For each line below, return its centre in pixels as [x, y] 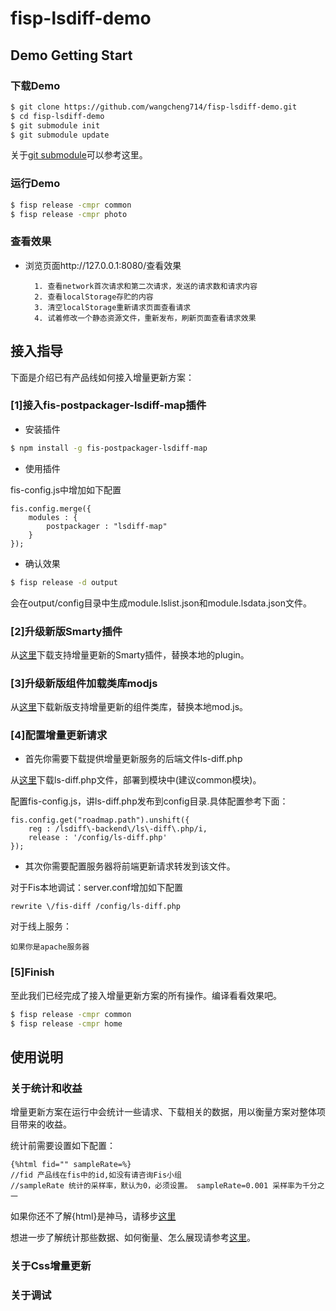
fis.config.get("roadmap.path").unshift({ [100, 820]
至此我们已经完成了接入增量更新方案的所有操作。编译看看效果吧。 [146, 995]
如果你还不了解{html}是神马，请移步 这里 [93, 1216]
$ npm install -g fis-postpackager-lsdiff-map [109, 448]
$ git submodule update [60, 135]
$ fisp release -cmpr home [66, 1023]
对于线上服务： [41, 926]
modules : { [53, 517]
